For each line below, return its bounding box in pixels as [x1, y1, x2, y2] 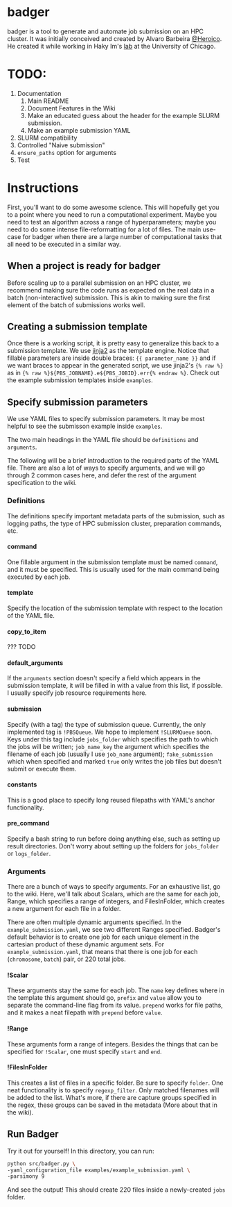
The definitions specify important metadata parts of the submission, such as [7, 511, 225, 520]
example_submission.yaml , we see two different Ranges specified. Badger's [7, 926, 221, 934]
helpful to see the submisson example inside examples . [7, 422, 163, 431]
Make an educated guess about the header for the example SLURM [27, 111, 220, 120]
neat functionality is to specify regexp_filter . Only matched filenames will [7, 1085, 220, 1094]
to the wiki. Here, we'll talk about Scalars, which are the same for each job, [7, 890, 220, 898]
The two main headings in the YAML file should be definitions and [7, 436, 199, 444]
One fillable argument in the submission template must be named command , [7, 557, 218, 566]
